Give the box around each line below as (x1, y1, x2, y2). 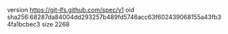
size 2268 (41, 20, 70, 28)
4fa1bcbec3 (7, 20, 40, 28)
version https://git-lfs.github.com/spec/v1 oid (7, 6, 135, 14)
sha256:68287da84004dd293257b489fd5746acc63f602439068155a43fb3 (7, 13, 221, 21)
